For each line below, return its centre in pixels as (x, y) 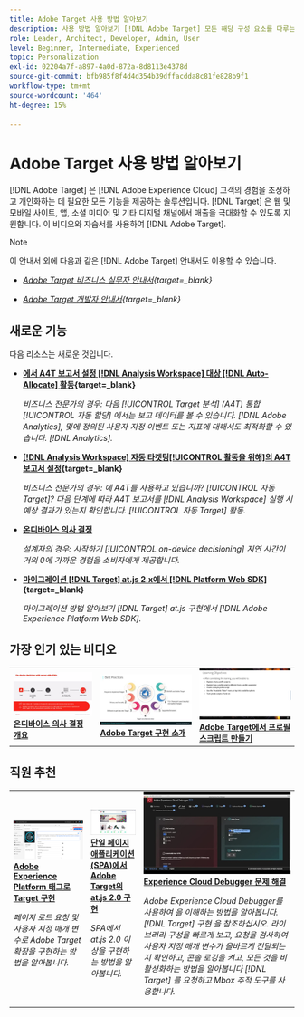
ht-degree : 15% (38, 105)
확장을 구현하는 (40, 951)
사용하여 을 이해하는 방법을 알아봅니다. (211, 912)
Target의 (107, 887)
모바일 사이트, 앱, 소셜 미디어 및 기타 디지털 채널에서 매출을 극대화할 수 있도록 (146, 213)
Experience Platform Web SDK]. (82, 619)
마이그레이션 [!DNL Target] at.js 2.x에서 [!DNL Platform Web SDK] (145, 580)
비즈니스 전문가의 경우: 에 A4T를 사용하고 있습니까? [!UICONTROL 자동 (149, 488)
